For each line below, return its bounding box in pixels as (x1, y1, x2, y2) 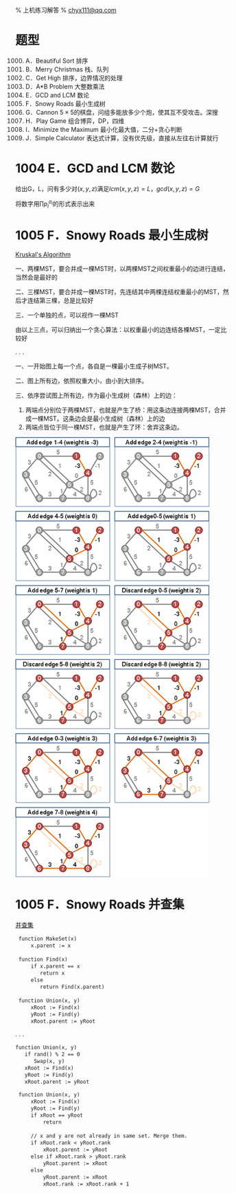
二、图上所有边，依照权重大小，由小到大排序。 (15, 377, 147, 385)
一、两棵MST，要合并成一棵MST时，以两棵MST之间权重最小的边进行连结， (15, 265, 229, 273)
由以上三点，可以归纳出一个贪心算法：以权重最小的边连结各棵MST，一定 (15, 326, 221, 334)
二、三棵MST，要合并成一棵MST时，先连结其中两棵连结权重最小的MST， (15, 288, 223, 296)
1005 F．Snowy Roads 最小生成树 (15, 227, 209, 243)
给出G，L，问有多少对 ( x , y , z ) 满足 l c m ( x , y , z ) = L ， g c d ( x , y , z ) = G (15, 184, 200, 192)
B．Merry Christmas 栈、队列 (25, 65, 109, 74)
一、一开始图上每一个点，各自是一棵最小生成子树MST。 (15, 362, 173, 370)
